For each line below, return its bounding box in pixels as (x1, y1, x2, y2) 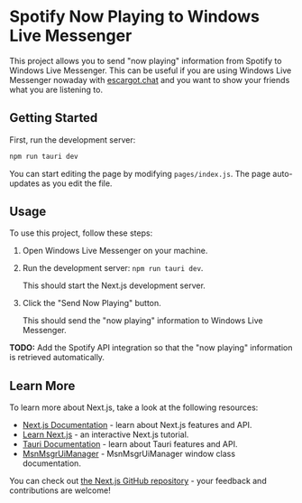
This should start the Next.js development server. (22, 280, 206, 291)
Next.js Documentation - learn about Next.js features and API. (22, 420, 252, 431)
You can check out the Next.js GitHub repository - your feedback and (9, 476, 268, 487)
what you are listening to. (9, 84, 104, 95)
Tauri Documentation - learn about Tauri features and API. (22, 439, 238, 450)
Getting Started (9, 110, 98, 126)
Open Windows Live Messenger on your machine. (22, 246, 208, 256)
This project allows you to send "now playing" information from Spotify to (9, 55, 282, 66)
